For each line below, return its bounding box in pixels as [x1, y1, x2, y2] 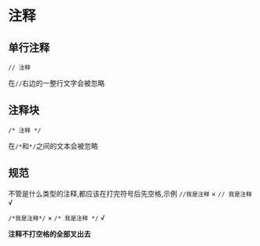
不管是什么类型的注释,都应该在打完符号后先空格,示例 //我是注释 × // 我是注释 [8, 189, 253, 198]
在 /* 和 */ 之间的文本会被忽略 [8, 141, 98, 150]
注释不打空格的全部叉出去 [8, 229, 91, 238]
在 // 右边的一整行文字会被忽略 [8, 79, 105, 87]
